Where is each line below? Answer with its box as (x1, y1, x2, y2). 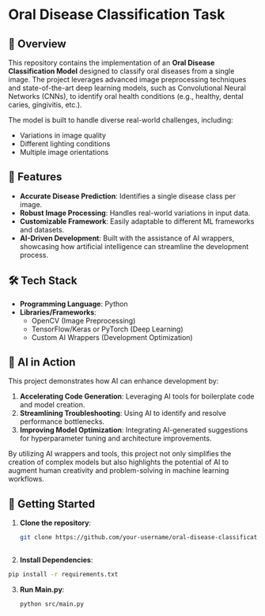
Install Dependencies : (19, 555, 93, 565)
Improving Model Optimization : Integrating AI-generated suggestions (19, 425, 248, 435)
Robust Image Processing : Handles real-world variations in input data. (19, 208, 251, 217)
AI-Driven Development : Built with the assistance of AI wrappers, (19, 233, 235, 243)
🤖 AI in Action (8, 356, 76, 369)
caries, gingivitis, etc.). (8, 100, 82, 109)
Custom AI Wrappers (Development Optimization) (31, 332, 193, 342)
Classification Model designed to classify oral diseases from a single (8, 66, 235, 76)
